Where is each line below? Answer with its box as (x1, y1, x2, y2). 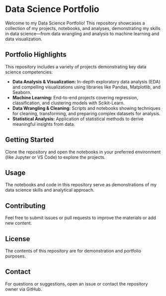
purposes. (5, 253, 26, 259)
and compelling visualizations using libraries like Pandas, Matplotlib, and (12, 84, 161, 90)
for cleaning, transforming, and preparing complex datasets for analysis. (12, 110, 161, 116)
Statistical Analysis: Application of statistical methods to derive (12, 116, 144, 122)
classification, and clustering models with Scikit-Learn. (12, 100, 125, 106)
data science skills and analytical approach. (5, 187, 94, 193)
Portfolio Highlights (5, 50, 67, 59)
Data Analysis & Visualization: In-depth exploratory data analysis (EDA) (12, 78, 161, 84)
